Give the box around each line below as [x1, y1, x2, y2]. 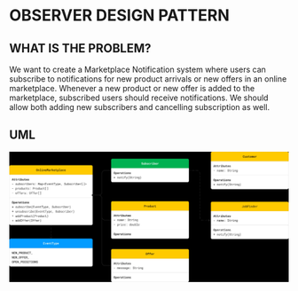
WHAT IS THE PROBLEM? [9, 41, 152, 56]
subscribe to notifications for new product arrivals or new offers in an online [9, 74, 287, 84]
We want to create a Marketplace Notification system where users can [9, 64, 266, 75]
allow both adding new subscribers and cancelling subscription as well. [9, 102, 271, 112]
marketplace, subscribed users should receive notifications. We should [9, 92, 269, 103]
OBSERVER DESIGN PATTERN [9, 5, 230, 26]
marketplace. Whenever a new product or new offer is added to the [9, 83, 255, 93]
